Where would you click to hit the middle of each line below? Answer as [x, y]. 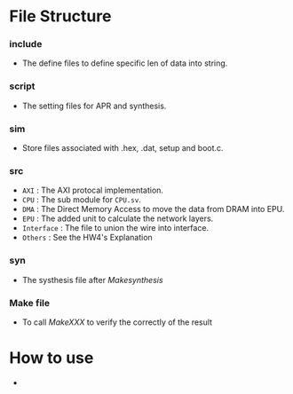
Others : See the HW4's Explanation [87, 238]
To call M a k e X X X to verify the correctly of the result [117, 322]
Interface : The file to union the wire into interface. [115, 228]
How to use [51, 358]
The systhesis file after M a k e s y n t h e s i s [92, 280]
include [26, 44]
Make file [30, 303]
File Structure [60, 16]
